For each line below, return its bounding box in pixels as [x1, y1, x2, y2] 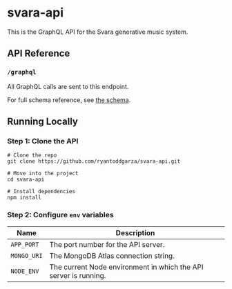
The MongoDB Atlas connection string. [49, 250, 175, 260]
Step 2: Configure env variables [7, 210, 114, 220]
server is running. [49, 270, 106, 280]
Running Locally [7, 116, 78, 128]
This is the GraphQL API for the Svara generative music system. [7, 28, 188, 36]
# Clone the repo [7, 152, 57, 159]
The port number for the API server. [49, 239, 165, 249]
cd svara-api [7, 176, 45, 183]
